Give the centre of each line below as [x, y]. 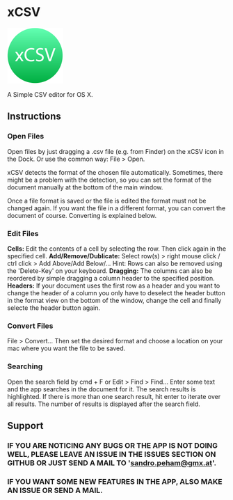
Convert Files [30, 326]
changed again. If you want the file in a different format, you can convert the [116, 208]
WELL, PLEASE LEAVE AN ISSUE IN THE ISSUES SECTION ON [112, 454]
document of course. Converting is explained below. [82, 215]
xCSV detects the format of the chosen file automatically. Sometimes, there [115, 172]
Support [25, 425]
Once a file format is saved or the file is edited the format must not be [107, 201]
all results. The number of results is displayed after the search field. [104, 404]
